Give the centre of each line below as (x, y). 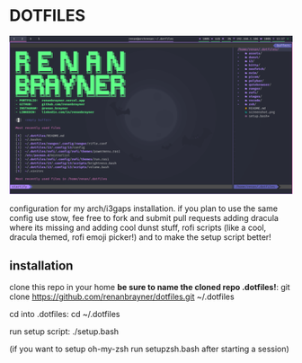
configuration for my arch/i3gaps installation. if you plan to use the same (144, 208)
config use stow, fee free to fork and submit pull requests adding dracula (144, 218)
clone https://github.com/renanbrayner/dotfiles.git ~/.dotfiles (122, 297)
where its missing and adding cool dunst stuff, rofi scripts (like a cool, (138, 228)
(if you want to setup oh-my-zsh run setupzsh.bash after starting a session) (149, 349)
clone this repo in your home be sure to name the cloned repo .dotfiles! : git (150, 288)
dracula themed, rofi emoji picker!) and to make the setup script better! (140, 237)
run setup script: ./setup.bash (64, 332)
